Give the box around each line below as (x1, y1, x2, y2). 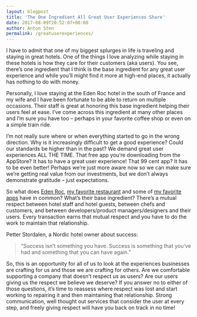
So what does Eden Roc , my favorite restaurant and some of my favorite (6, 188, 182, 195)
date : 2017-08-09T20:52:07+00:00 (6, 20, 89, 25)
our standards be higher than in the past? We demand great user (6, 145, 164, 153)
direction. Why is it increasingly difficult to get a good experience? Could (6, 139, 183, 146)
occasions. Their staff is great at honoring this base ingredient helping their (6, 102, 190, 109)
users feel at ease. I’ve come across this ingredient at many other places (6, 109, 183, 116)
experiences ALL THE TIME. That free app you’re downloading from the (6, 151, 180, 158)
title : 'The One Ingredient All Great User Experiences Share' (6, 14, 166, 20)
